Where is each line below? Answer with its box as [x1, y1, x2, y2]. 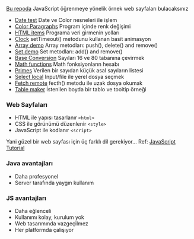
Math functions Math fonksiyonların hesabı [14, 60, 120, 68]
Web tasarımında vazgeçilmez [14, 219, 89, 227]
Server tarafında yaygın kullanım [14, 179, 94, 186]
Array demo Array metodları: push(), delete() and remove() [14, 42, 158, 49]
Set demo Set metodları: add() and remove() [14, 48, 123, 55]
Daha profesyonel [14, 173, 58, 180]
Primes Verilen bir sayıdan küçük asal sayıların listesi [14, 67, 144, 74]
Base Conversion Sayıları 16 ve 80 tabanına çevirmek [14, 55, 145, 61]
